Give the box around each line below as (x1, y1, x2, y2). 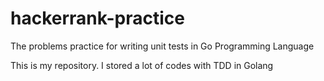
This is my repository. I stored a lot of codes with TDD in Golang (10, 59, 274, 71)
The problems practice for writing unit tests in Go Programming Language (10, 40, 315, 52)
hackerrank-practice (10, 7, 185, 30)
